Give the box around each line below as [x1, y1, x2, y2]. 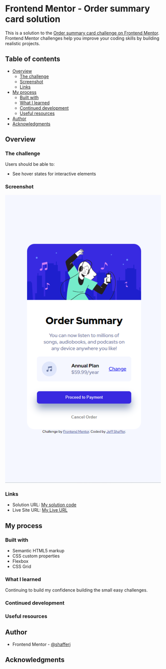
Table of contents [5, 55, 60, 64]
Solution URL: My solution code [12, 502, 77, 508]
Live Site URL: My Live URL [12, 507, 68, 513]
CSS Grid [12, 563, 31, 569]
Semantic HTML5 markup [12, 547, 65, 553]
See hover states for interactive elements [12, 171, 96, 177]
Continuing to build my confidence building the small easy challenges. [5, 587, 148, 593]
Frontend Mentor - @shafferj [12, 641, 71, 647]
